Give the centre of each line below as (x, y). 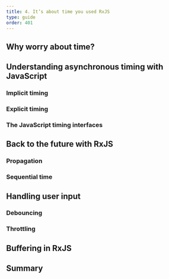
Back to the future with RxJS (60, 144)
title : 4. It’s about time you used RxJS (58, 12)
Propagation (24, 161)
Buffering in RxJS (39, 248)
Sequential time (29, 177)
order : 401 (20, 23)
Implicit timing (27, 93)
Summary (25, 269)
